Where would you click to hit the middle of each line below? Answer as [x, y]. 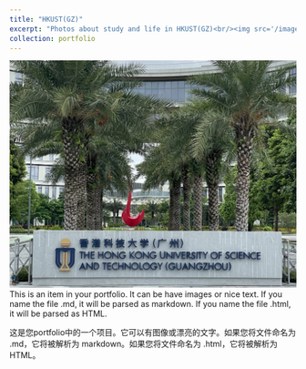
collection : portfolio [52, 38]
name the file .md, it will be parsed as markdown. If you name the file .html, [150, 303]
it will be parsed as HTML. [58, 313]
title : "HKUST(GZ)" [46, 19]
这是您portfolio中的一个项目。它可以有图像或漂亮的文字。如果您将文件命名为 [153, 332]
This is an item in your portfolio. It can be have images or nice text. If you [146, 294]
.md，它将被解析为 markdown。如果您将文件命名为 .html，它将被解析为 [143, 343]
